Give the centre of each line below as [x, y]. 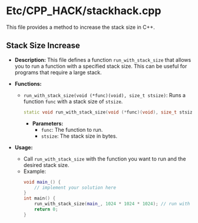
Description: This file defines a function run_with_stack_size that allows [103, 59]
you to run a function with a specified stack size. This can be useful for [101, 66]
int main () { [39, 198]
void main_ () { [42, 182]
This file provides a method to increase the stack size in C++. [80, 27]
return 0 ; [46, 209]
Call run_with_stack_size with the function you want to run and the [105, 159]
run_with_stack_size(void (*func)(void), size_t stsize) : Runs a [104, 95]
